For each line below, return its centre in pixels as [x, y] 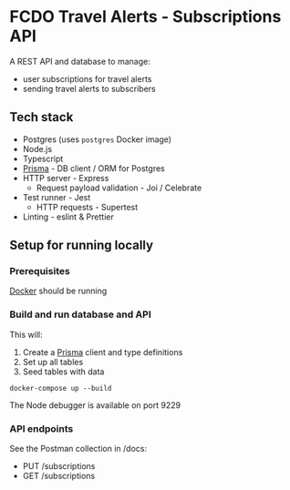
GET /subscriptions [59, 476]
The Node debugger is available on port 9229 [95, 405]
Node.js [37, 148]
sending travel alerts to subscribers [89, 88]
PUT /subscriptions [59, 466]
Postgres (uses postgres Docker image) [97, 139]
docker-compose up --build [61, 388]
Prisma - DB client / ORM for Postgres [94, 168]
